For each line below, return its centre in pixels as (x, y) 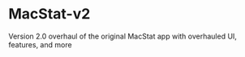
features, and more (40, 44)
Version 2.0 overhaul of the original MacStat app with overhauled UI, (123, 36)
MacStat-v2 (49, 14)
